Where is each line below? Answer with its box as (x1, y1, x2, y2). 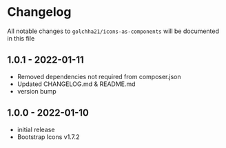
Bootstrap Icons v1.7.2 (17, 132, 80, 141)
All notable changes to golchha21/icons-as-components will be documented (7, 27, 219, 35)
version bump (17, 87, 56, 95)
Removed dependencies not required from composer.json (17, 72, 181, 81)
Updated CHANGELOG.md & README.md (17, 80, 136, 88)
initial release (17, 125, 55, 134)
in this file (7, 34, 35, 42)
